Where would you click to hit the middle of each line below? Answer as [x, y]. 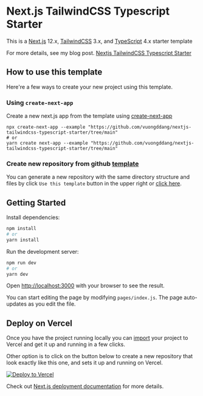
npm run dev [21, 263]
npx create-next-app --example [46, 127]
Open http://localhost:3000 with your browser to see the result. [86, 286]
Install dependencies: [33, 217]
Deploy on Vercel [40, 323]
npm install [21, 229]
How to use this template [54, 72]
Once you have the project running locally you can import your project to [97, 338]
